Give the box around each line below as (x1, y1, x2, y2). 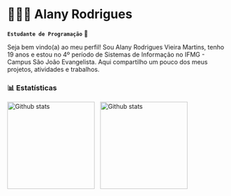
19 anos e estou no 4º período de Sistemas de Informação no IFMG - (7, 50, 205, 59)
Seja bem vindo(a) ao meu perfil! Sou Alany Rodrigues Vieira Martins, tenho (7, 43, 225, 51)
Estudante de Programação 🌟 (7, 29, 89, 38)
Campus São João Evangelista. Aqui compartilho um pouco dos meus (7, 57, 208, 66)
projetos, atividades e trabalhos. (7, 65, 100, 73)
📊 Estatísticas (7, 83, 57, 93)
